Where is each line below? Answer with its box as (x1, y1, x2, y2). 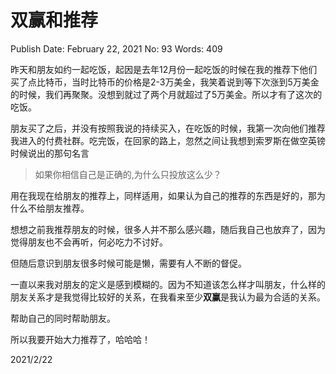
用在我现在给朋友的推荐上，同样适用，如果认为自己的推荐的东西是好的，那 (10, 189, 317, 201)
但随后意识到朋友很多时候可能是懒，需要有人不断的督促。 (10, 257, 247, 269)
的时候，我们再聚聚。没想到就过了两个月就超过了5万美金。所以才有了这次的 (10, 88, 323, 100)
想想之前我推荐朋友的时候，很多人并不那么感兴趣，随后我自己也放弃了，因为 (10, 223, 326, 235)
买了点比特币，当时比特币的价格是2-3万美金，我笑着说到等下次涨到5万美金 (10, 76, 320, 88)
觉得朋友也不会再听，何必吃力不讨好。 (10, 236, 168, 248)
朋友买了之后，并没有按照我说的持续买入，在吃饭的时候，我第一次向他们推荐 (10, 122, 326, 134)
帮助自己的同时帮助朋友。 (10, 312, 116, 324)
